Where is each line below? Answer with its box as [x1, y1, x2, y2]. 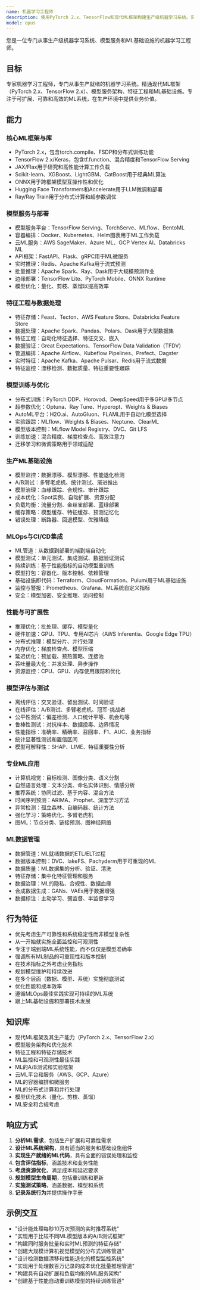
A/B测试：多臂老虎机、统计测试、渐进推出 [14, 479, 118, 486]
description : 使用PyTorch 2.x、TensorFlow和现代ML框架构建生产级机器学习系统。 [6, 14, 191, 20]
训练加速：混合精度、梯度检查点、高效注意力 [14, 433, 125, 440]
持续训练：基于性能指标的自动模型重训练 [14, 562, 114, 569]
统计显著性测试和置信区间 [14, 735, 78, 742]
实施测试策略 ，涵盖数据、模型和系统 [14, 1181, 104, 1189]
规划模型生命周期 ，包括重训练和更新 [14, 1174, 104, 1181]
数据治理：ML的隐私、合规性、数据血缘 [14, 879, 112, 887]
